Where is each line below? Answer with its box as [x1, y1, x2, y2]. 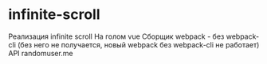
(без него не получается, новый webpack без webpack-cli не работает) [17, 40, 260, 49]
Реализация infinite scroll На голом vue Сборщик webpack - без [8, 32, 225, 41]
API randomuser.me [8, 48, 73, 58]
